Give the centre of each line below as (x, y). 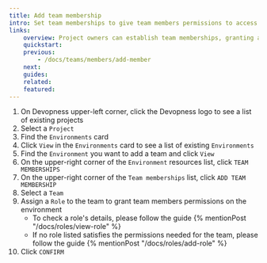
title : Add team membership (55, 15)
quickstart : (43, 45)
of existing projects (52, 120)
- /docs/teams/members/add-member (94, 60)
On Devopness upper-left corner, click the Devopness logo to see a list (136, 112)
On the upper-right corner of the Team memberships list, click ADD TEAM (133, 177)
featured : (40, 89)
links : (20, 30)
